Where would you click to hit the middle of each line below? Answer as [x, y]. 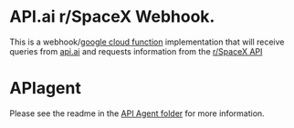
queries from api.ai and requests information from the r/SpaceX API [136, 51]
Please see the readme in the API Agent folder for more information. [137, 113]
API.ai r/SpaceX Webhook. [112, 17]
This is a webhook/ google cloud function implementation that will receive [147, 42]
